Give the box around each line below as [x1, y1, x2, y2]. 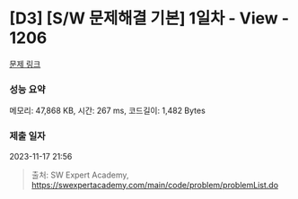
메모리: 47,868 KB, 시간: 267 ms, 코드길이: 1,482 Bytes [9, 105, 206, 117]
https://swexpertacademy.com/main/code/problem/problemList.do [31, 179, 279, 190]
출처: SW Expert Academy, [31, 169, 129, 180]
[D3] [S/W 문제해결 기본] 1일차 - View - [9, 8, 290, 29]
